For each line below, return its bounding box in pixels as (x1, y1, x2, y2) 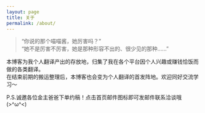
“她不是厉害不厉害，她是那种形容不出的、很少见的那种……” (21, 45, 169, 52)
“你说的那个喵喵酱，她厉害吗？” (21, 38, 102, 45)
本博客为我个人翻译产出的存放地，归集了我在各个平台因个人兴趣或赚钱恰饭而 (6, 58, 199, 66)
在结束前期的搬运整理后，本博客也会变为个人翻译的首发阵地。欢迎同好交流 (6, 74, 193, 81)
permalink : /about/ (6, 20, 56, 26)
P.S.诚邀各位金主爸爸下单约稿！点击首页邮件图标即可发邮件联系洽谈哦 (6, 94, 182, 101)
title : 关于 (6, 15, 35, 21)
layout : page (6, 9, 40, 15)
